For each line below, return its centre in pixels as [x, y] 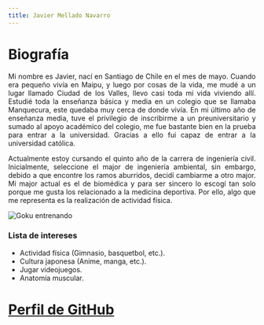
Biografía [38, 54]
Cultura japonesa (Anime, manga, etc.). [83, 261]
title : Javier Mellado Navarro [59, 15]
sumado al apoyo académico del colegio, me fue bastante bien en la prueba [132, 126]
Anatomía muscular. [51, 278]
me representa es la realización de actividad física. [90, 200]
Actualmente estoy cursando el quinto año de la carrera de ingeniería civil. [132, 158]
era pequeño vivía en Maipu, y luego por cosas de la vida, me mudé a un [132, 84]
